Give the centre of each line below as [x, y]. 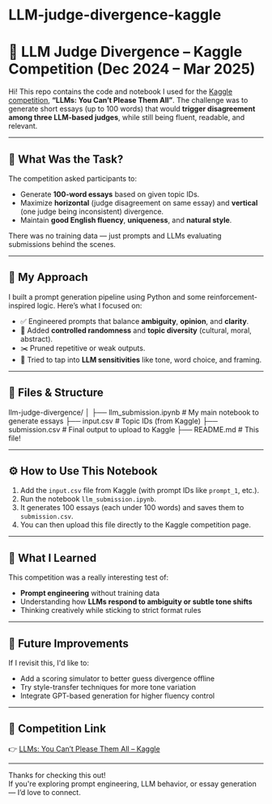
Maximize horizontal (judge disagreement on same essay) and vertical [139, 202]
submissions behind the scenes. [62, 244]
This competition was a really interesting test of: [89, 577]
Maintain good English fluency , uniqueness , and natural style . [126, 219]
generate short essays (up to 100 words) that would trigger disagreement [132, 109]
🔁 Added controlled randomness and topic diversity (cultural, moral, [136, 330]
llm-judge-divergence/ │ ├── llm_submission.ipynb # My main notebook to [134, 412]
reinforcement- [232, 296]
